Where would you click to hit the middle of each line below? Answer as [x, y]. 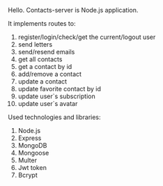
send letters [35, 44]
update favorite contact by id [60, 89]
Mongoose [33, 153]
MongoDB [32, 145]
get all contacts [40, 59]
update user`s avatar [48, 103]
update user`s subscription [57, 96]
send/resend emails [46, 52]
